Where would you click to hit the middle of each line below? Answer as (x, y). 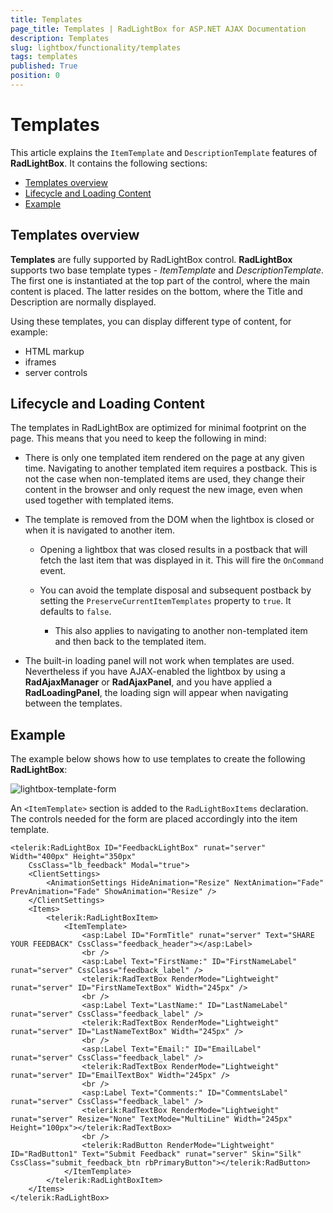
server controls (56, 372)
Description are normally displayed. (83, 302)
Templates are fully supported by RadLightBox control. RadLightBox (151, 259)
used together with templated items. (99, 500)
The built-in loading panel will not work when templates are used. (159, 661)
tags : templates (44, 57)
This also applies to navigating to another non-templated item (181, 631)
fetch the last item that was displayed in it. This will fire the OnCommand (181, 560)
